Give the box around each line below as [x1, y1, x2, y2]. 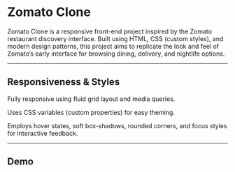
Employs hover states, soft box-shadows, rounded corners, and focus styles [7, 121, 227, 130]
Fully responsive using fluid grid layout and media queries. [7, 95, 176, 103]
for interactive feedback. [7, 129, 78, 137]
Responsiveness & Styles [7, 76, 120, 88]
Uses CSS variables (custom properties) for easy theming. [7, 108, 175, 116]
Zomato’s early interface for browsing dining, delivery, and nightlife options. [7, 49, 225, 58]
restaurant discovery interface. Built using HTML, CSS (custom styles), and [7, 34, 224, 42]
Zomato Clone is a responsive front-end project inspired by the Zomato [7, 27, 212, 36]
